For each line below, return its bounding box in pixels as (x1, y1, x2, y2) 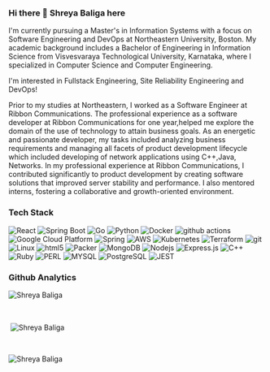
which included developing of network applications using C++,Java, (8, 152, 237, 162)
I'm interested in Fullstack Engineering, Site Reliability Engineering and (8, 76, 244, 86)
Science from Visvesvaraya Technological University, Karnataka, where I (8, 52, 252, 62)
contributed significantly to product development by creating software (8, 170, 244, 180)
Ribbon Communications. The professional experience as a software (8, 109, 237, 119)
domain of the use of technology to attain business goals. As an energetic (8, 126, 256, 136)
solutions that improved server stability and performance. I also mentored (8, 178, 255, 188)
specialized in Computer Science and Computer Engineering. (8, 60, 213, 70)
